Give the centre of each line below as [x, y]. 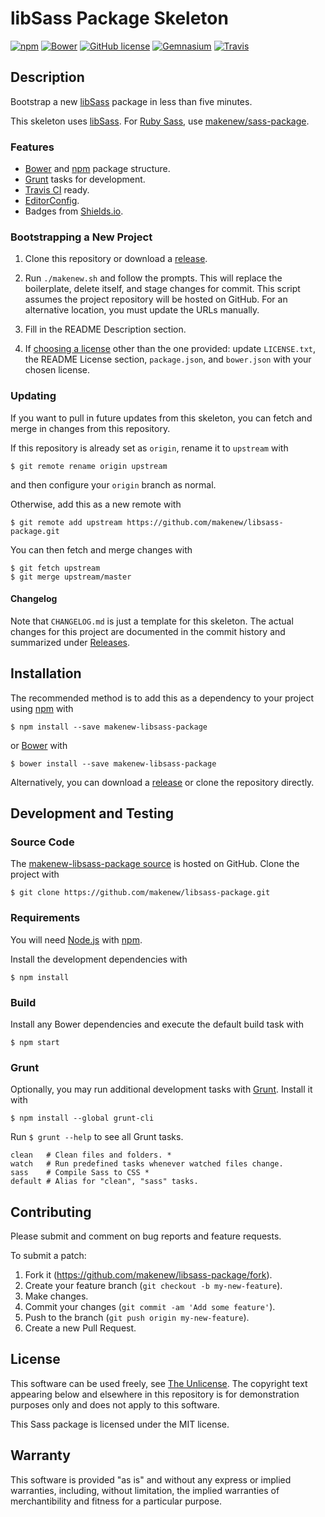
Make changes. [56, 1296]
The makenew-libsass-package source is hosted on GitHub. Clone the [155, 864]
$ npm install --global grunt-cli [82, 1118]
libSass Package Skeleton [119, 18]
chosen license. [57, 370]
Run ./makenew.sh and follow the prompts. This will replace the [153, 278]
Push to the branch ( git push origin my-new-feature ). [137, 1318]
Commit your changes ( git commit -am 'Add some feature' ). [150, 1307]
